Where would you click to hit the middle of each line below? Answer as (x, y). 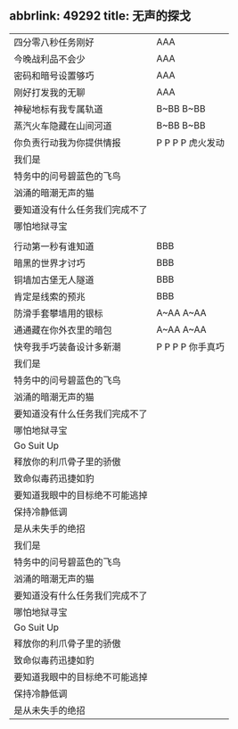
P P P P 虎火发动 (191, 143)
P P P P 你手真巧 (191, 346)
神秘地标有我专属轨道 (59, 109)
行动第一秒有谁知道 (54, 246)
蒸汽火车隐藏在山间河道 (63, 126)
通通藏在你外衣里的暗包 (63, 330)
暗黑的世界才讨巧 (50, 263)
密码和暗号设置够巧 (54, 76)
